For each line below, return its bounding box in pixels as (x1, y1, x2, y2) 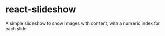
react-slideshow (5, 4, 76, 15)
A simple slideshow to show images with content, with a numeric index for (5, 20, 160, 26)
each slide (5, 25, 27, 31)
